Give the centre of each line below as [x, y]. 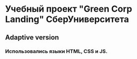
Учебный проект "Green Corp [69, 9]
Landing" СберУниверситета [67, 19]
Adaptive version [32, 37]
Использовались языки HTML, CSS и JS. [56, 51]
